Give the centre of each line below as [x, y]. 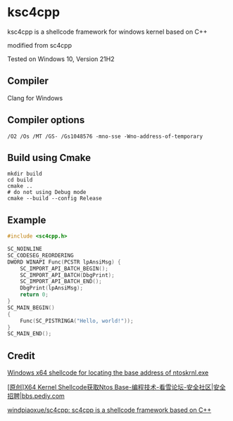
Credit [21, 356]
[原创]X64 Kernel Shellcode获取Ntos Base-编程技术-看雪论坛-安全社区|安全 [117, 387]
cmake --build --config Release [55, 199]
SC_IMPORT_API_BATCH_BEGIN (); [64, 268]
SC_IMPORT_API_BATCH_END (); [61, 282]
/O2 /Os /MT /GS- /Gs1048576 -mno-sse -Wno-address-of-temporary [105, 136]
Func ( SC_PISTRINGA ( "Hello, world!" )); [77, 320]
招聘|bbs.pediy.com [36, 396]
